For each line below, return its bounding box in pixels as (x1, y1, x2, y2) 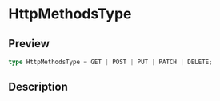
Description (8, 80, 68, 94)
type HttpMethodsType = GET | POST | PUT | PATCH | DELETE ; (8, 58, 214, 66)
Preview (8, 37, 50, 50)
